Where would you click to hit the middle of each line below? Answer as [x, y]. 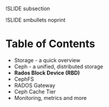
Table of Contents [50, 44]
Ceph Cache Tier [35, 92]
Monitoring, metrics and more [50, 98]
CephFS [24, 79]
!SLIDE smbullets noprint [36, 20]
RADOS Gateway [35, 85]
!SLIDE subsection [28, 9]
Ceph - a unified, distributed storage [59, 66]
